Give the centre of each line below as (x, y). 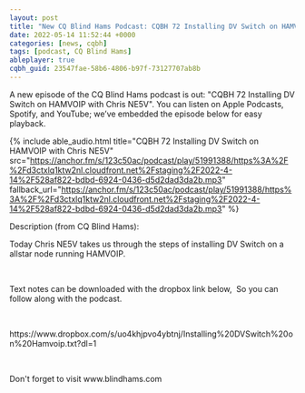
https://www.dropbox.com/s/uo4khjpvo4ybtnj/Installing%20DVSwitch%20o (151, 334)
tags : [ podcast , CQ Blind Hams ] (70, 52)
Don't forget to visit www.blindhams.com (86, 378)
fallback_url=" (35, 189)
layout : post (34, 18)
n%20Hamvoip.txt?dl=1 (53, 343)
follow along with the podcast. (66, 298)
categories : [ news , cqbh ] (58, 43)
